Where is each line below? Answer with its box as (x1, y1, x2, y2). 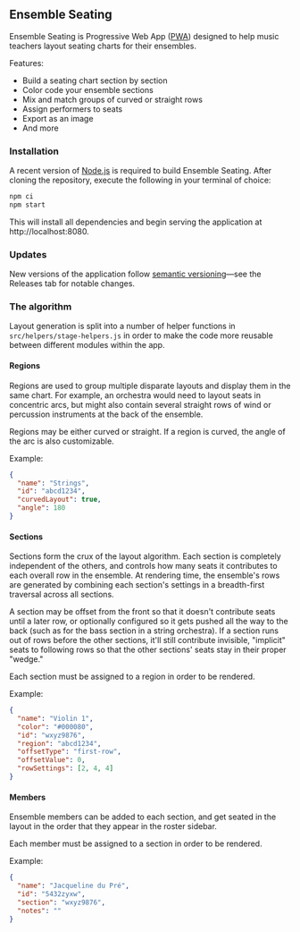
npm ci (9, 192, 34, 201)
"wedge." (9, 654, 44, 665)
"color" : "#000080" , (17, 722, 94, 732)
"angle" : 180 (17, 504, 66, 513)
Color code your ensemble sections (21, 84, 154, 95)
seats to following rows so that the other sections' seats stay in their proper (9, 644, 287, 656)
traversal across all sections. (9, 589, 114, 600)
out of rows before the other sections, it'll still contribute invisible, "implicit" (9, 635, 286, 646)
